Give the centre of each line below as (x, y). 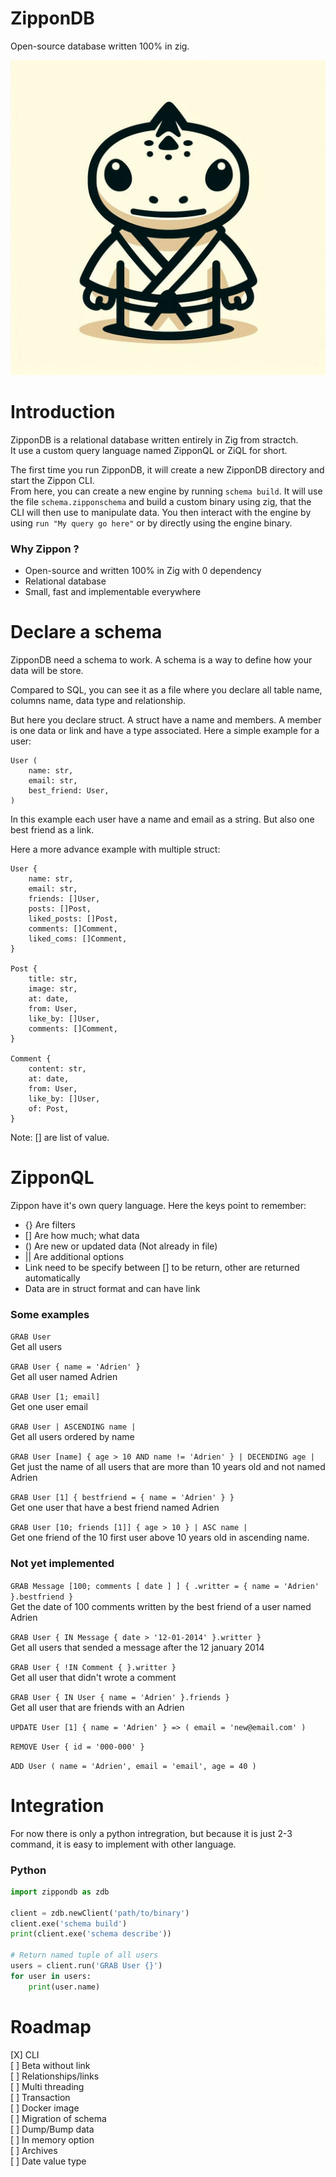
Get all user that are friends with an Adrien (97, 1707)
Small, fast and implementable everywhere (113, 592)
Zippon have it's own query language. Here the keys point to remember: (158, 1206)
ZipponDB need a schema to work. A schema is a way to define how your (161, 660)
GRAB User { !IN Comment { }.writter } (93, 1667)
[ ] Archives (34, 2150)
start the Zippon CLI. (52, 480)
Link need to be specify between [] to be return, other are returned (162, 1268)
